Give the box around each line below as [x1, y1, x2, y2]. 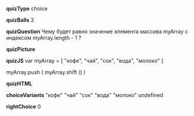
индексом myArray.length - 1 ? [6, 34, 82, 41]
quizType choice [6, 5, 48, 12]
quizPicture [6, 46, 36, 53]
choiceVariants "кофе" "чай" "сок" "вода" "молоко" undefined [6, 92, 163, 98]
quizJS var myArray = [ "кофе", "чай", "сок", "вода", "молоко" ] [6, 57, 164, 64]
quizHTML [6, 80, 33, 87]
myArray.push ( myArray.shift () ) [6, 69, 86, 76]
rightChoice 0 [6, 103, 42, 110]
